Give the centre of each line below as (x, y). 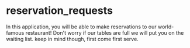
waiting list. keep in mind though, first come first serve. (72, 39)
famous (15, 32)
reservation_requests (59, 11)
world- (166, 27)
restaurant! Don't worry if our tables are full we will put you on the (105, 32)
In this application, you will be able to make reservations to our (81, 27)
